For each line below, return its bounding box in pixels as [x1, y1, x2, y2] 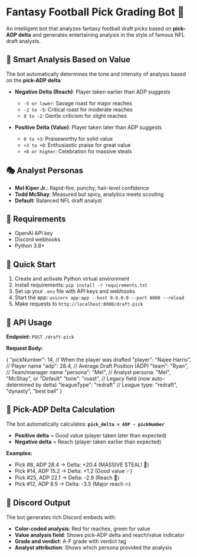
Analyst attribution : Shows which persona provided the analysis [14, 544, 172, 551]
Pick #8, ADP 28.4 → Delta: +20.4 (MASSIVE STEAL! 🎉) [14, 461, 149, 468]
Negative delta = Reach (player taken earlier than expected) [14, 438, 162, 445]
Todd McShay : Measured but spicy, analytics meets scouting [14, 191, 164, 198]
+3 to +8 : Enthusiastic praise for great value [23, 141, 131, 149]
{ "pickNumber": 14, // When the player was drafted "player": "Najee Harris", [6, 356, 192, 363]
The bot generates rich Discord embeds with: [6, 513, 116, 520]
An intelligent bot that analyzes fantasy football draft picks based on [6, 25, 172, 32]
